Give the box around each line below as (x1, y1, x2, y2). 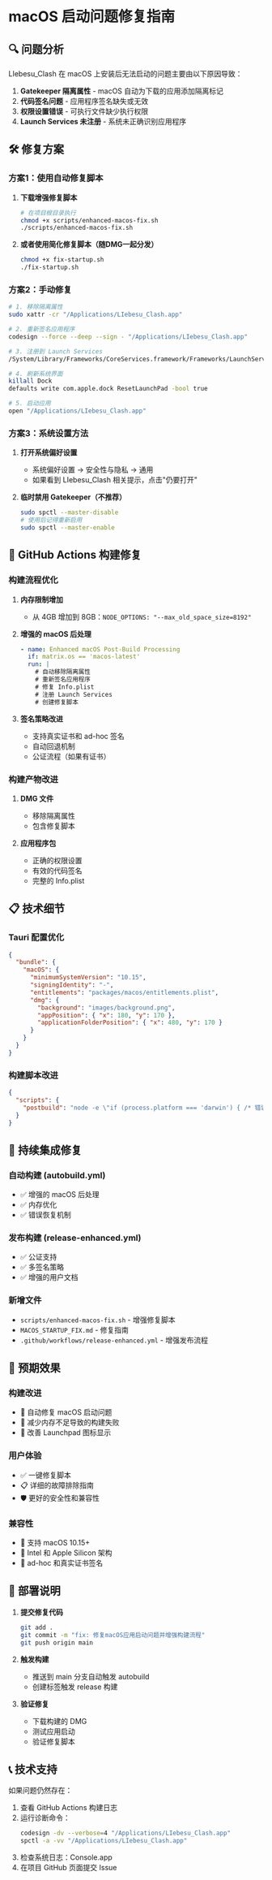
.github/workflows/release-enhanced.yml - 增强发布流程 (19, 1335, 209, 1345)
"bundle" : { (15, 958, 57, 966)
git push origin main (19, 1638, 93, 1647)
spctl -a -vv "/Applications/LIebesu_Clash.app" (19, 1837, 188, 1845)
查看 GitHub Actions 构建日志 (19, 1803, 117, 1813)
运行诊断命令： (19, 1813, 70, 1823)
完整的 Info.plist (32, 875, 85, 885)
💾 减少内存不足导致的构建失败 (19, 1418, 120, 1428)
